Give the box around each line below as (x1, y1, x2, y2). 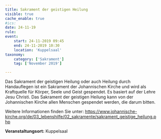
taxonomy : (5, 52, 25, 57)
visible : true (5, 12, 34, 16)
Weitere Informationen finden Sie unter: (5, 108, 84, 114)
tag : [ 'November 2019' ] (14, 61, 62, 66)
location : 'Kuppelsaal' (14, 47, 62, 52)
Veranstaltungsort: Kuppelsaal (5, 128, 68, 134)
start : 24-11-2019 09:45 (14, 39, 64, 44)
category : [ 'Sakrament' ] (14, 57, 64, 62)
